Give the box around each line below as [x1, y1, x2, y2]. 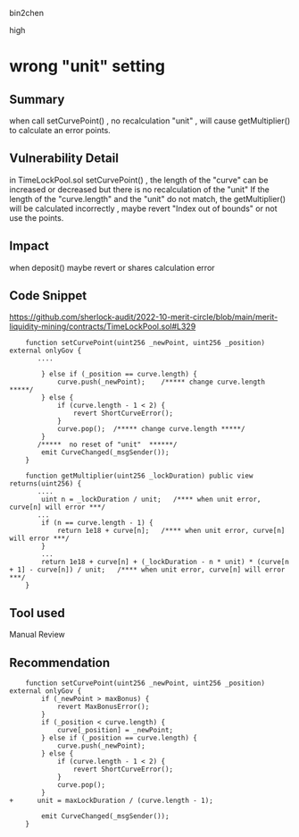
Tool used [9, 605, 65, 621]
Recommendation [9, 655, 110, 670]
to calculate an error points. [9, 125, 112, 135]
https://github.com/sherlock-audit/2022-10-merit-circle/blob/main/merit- [9, 312, 278, 323]
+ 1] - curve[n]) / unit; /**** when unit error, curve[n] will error [9, 565, 286, 575]
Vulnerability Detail [9, 151, 119, 166]
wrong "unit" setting [9, 56, 165, 77]
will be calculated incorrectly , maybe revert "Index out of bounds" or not [9, 203, 278, 214]
